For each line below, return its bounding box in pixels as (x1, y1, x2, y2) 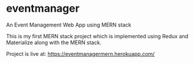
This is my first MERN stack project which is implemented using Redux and (6, 32, 189, 39)
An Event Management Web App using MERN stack (6, 21, 131, 28)
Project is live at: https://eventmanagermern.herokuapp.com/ (6, 50, 155, 57)
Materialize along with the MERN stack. (6, 39, 102, 46)
